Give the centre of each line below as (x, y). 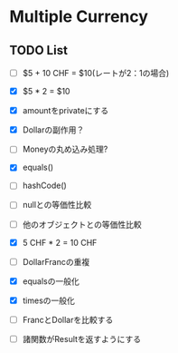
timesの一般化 (48, 300)
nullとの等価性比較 (57, 205)
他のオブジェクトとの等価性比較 (82, 224)
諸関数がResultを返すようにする (82, 338)
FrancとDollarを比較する (68, 319)
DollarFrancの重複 (56, 261)
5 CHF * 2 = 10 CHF (60, 242)
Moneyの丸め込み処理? (65, 149)
